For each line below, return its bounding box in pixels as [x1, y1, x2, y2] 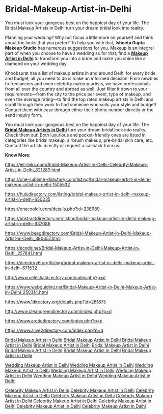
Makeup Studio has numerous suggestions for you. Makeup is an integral [5, 45, 154, 51]
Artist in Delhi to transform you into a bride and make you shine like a [5, 55, 146, 61]
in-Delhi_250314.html [5, 289, 48, 295]
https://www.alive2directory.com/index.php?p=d [5, 327, 104, 333]
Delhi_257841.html [5, 250, 42, 256]
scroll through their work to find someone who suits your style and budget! [5, 101, 156, 107]
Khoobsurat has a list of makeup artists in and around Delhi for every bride [5, 70, 156, 76]
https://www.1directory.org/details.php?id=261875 [5, 299, 107, 305]
